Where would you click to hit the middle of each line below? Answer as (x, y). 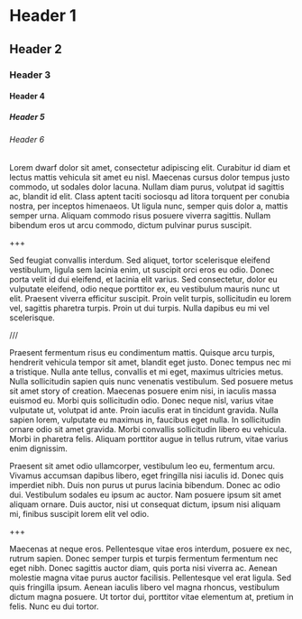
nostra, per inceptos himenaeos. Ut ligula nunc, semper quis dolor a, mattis (149, 206)
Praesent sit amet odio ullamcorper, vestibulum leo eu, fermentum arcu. (142, 466)
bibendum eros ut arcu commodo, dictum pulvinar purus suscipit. (131, 225)
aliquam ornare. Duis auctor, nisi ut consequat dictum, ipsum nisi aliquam (145, 504)
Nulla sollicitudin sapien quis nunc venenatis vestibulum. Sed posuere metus (151, 381)
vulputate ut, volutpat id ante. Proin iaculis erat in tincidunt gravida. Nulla (144, 410)
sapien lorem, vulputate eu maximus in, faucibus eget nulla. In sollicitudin (145, 420)
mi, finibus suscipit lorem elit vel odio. (79, 513)
